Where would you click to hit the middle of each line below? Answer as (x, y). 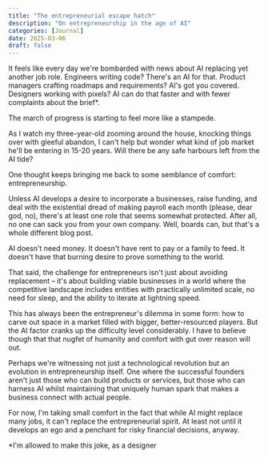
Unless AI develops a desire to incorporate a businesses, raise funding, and (133, 199)
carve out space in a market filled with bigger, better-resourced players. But (133, 322)
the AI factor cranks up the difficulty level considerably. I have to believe (127, 330)
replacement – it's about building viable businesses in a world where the (127, 281)
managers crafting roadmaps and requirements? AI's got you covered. (124, 86)
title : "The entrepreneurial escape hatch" (82, 16)
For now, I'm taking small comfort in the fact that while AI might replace (126, 413)
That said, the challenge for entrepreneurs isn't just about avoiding (118, 273)
